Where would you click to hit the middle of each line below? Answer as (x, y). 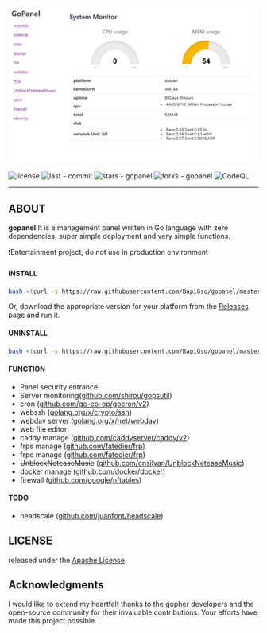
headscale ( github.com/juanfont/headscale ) (91, 515)
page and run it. (34, 315)
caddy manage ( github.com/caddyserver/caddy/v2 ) (104, 437)
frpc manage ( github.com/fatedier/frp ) (82, 454)
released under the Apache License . (68, 560)
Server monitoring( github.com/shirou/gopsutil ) (96, 395)
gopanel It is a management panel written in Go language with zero (118, 228)
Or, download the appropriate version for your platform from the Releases (128, 307)
